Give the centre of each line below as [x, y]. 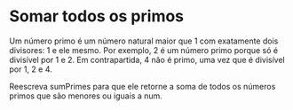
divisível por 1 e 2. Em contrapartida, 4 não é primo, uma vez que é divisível [147, 59]
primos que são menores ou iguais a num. [86, 96]
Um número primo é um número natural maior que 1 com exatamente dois [144, 41]
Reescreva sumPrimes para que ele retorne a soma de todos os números [143, 86]
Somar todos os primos [97, 16]
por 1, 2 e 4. [31, 69]
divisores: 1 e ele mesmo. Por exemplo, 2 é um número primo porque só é [143, 50]
